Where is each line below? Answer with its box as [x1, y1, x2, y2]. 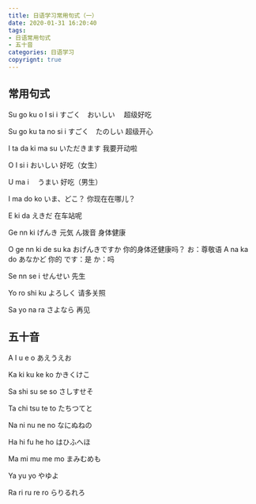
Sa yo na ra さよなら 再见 [8, 304, 91, 314]
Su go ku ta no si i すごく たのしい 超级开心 [8, 126, 154, 136]
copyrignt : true [8, 56, 62, 64]
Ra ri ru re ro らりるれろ [8, 487, 85, 497]
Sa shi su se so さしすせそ [8, 386, 94, 396]
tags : [8, 26, 26, 34]
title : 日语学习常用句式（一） [8, 11, 98, 20]
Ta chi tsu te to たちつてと [8, 403, 93, 413]
